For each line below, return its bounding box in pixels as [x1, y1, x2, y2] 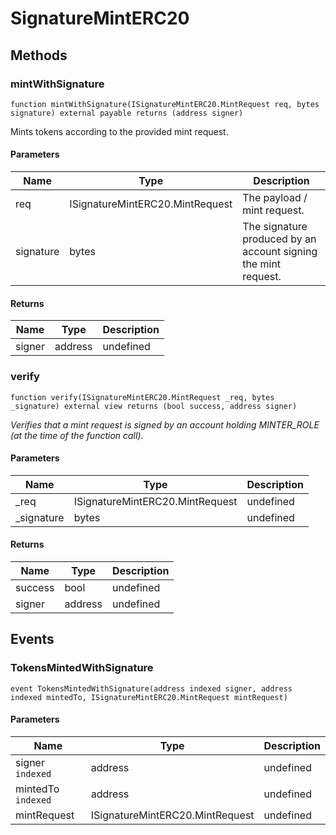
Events [10, 631, 55, 648]
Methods [10, 47, 68, 64]
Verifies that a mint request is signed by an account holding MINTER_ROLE [10, 418, 320, 431]
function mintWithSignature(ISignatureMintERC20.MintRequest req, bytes [10, 99, 320, 109]
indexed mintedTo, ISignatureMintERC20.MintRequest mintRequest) [10, 692, 288, 702]
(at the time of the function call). [10, 429, 144, 441]
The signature [242, 220, 308, 234]
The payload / [242, 191, 308, 205]
